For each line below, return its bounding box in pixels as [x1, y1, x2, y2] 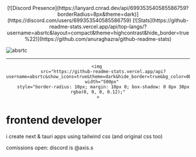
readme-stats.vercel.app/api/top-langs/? [49, 23, 147, 30]
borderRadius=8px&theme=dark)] [57, 11, 139, 18]
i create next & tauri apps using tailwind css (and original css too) [6, 132, 163, 139]
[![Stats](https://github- [132, 17, 189, 24]
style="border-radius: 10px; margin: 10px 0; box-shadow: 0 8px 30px [17, 84, 190, 90]
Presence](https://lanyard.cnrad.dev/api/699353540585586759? [32, 5, 189, 11]
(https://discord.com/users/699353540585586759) [7, 17, 132, 24]
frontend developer [6, 114, 102, 127]
